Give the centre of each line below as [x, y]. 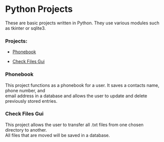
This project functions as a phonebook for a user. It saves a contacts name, [82, 85]
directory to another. [26, 130]
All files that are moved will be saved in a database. [58, 135]
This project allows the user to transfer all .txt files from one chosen [75, 125]
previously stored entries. [31, 101]
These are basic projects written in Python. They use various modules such [82, 23]
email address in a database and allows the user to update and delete [76, 96]
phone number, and [25, 90]
